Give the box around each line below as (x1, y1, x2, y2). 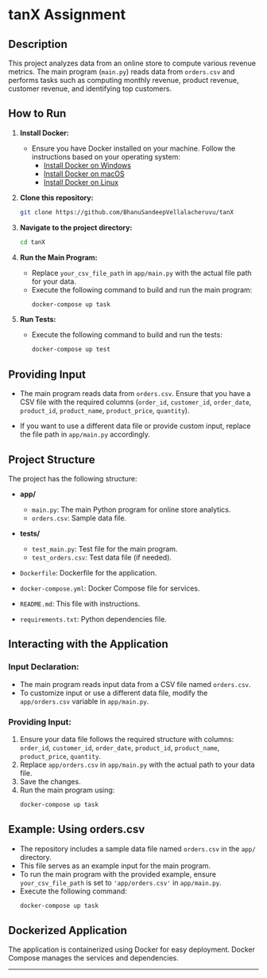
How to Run (8, 107, 67, 120)
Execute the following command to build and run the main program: (31, 285, 253, 294)
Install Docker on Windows (43, 160, 131, 170)
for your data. (31, 277, 77, 286)
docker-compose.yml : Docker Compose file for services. (19, 583, 200, 593)
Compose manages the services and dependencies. (8, 953, 179, 963)
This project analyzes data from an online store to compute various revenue (8, 58, 257, 68)
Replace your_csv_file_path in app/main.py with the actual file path (31, 268, 252, 277)
